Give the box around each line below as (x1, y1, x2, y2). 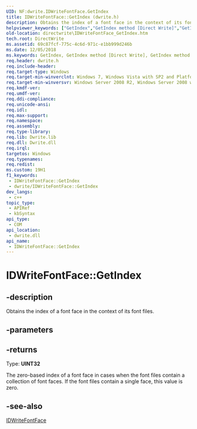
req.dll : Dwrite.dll (6, 139, 57, 146)
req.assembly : (6, 123, 41, 129)
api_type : (6, 216, 30, 222)
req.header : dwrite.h (6, 58, 59, 63)
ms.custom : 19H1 (6, 167, 46, 173)
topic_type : (6, 200, 35, 206)
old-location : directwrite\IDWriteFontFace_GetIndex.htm (6, 31, 148, 36)
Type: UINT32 (6, 360, 40, 367)
